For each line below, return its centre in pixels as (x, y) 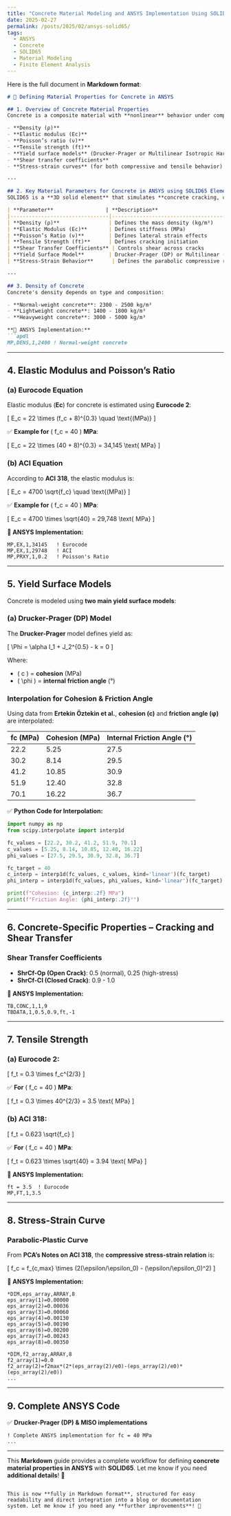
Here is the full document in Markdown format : (74, 84)
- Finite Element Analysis (52, 65)
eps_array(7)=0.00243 (38, 1337)
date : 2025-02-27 (32, 20)
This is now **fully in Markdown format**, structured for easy (101, 1494)
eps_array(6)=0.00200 (38, 1330)
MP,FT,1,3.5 (24, 1193)
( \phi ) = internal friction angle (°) (66, 681)
